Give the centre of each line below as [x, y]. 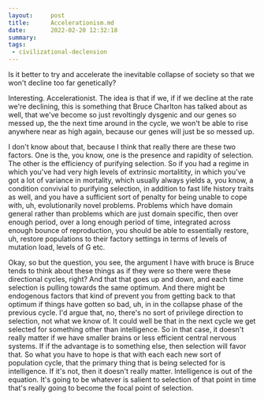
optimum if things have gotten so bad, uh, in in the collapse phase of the [125, 304]
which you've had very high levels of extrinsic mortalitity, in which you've [127, 172]
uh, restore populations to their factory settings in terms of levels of [117, 239]
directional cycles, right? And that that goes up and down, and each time [126, 279]
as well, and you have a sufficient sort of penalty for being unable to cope [128, 197]
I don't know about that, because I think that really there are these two [122, 147]
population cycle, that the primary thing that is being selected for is [117, 363]
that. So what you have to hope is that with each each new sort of [115, 354]
